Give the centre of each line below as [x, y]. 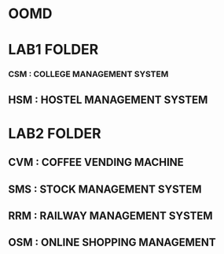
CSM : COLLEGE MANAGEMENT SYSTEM [88, 74]
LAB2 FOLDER [55, 133]
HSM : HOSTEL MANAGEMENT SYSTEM [108, 99]
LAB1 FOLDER [53, 50]
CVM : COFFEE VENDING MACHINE [96, 162]
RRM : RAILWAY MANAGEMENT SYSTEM [111, 216]
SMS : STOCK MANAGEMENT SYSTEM [105, 189]
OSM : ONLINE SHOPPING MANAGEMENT [112, 243]
